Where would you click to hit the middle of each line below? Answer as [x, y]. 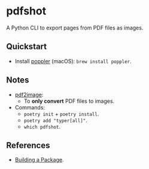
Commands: [30, 107]
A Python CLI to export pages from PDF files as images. [75, 28]
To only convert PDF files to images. [69, 101]
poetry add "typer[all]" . [56, 120]
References [28, 145]
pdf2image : [29, 94]
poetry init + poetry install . [61, 114]
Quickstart [27, 47]
